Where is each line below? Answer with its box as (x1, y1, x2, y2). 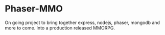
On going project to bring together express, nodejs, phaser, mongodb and (5, 19, 160, 25)
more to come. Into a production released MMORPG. (5, 24, 115, 30)
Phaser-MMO (5, 3, 63, 14)
